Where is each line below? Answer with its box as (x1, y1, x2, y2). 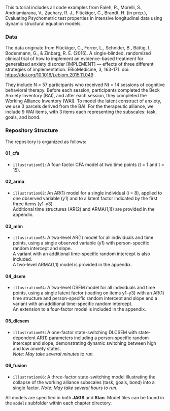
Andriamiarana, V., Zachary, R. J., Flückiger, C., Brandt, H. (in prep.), (5, 10, 148, 16)
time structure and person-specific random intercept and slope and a (12, 295, 157, 302)
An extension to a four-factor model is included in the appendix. (12, 306, 146, 312)
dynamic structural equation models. (5, 20, 82, 26)
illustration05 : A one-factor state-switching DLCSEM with (12, 329, 138, 335)
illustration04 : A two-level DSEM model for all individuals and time (12, 285, 155, 291)
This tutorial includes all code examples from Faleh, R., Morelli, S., (5, 5, 143, 10)
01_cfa (5, 150, 20, 156)
